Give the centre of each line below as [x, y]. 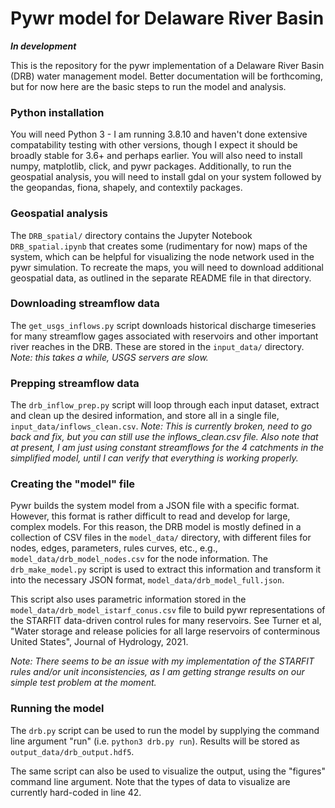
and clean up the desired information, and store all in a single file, [145, 416]
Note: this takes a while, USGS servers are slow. [109, 357]
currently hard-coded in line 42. [76, 792]
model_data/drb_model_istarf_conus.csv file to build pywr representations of [168, 610]
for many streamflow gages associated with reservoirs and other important [164, 336]
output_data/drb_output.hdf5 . [72, 751]
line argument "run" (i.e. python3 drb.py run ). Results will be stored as [155, 741]
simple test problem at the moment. [83, 683]
